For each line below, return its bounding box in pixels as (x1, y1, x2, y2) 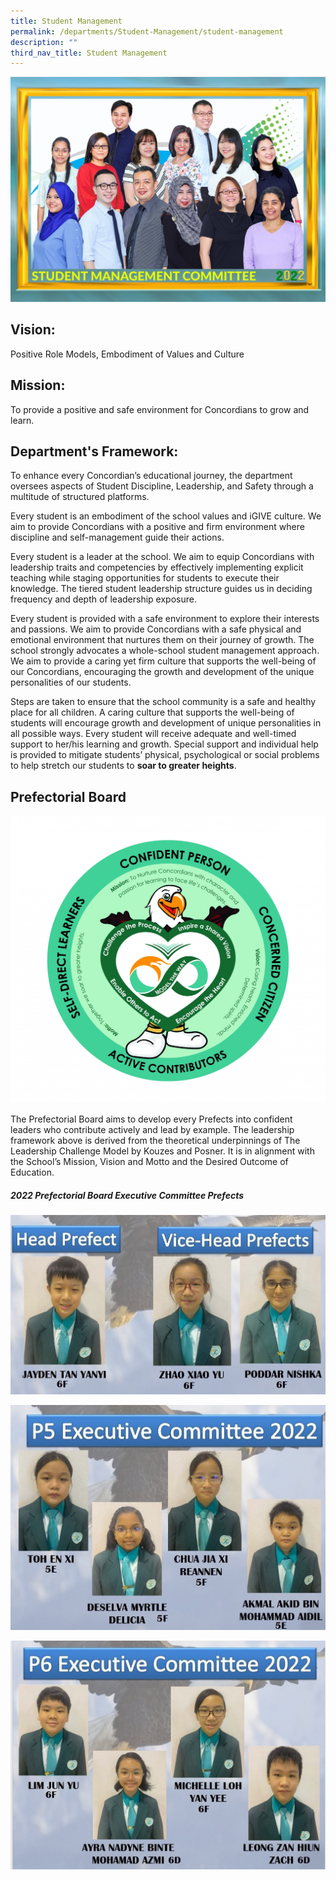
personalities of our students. (10, 676, 132, 689)
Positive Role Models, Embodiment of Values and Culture (10, 348, 245, 360)
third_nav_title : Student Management (10, 48, 168, 58)
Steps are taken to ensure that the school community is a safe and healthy (10, 696, 317, 708)
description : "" (10, 37, 78, 47)
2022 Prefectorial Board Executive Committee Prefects (10, 1190, 245, 1202)
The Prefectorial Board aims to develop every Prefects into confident (10, 1113, 293, 1125)
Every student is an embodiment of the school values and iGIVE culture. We (10, 510, 322, 522)
